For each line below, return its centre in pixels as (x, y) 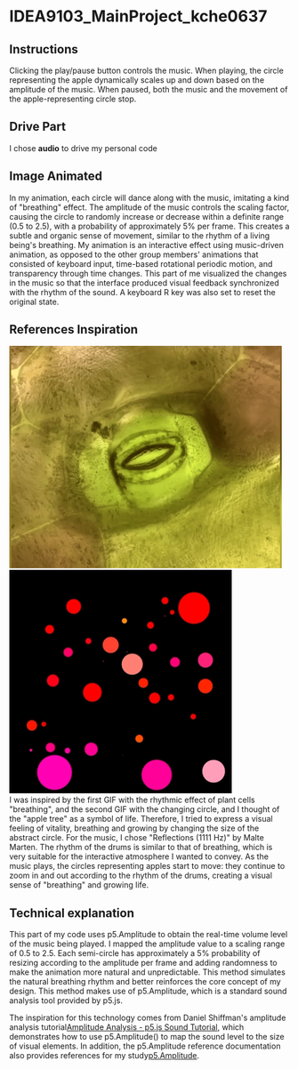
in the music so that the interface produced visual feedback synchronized (145, 283)
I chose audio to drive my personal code (83, 148)
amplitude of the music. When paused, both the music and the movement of (149, 89)
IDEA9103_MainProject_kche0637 (138, 16)
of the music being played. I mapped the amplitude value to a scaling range (147, 944)
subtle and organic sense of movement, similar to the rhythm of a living (140, 235)
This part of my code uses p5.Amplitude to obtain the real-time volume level (149, 935)
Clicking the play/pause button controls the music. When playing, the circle (147, 70)
